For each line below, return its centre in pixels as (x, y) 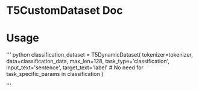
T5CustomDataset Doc (65, 11)
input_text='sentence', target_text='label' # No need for (75, 67)
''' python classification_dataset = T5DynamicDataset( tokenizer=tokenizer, (99, 55)
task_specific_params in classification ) (55, 74)
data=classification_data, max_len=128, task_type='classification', (88, 61)
